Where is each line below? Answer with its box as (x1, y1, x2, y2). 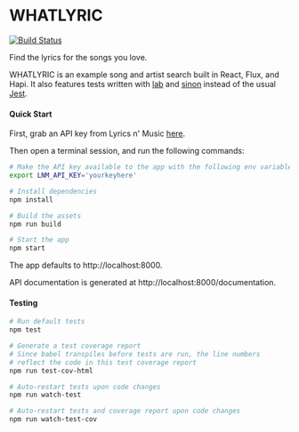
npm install (9, 195, 53, 204)
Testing (9, 297, 38, 308)
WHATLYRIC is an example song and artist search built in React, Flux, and (9, 68, 280, 80)
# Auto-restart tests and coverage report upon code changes (9, 406, 241, 416)
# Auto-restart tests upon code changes (9, 382, 162, 391)
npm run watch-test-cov (9, 415, 98, 424)
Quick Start (9, 108, 53, 119)
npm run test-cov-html (9, 366, 93, 375)
